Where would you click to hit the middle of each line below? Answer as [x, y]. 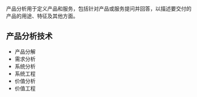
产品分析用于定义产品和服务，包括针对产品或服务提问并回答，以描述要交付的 [99, 9]
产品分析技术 [29, 36]
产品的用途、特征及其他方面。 [42, 16]
